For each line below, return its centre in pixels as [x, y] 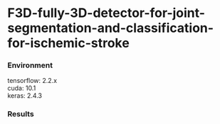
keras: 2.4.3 [25, 96]
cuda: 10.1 [22, 88]
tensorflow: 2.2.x [32, 81]
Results [21, 114]
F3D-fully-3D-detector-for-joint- [106, 13]
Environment [30, 65]
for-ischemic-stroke [68, 43]
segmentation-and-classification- [111, 28]
